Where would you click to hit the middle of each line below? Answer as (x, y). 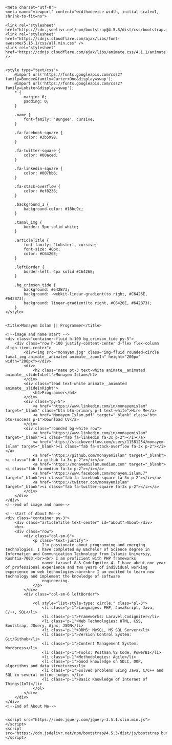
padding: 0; (37, 101)
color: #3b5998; (41, 137)
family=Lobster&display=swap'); (40, 88)
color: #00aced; (41, 155)
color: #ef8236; (41, 191)
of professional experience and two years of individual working (76, 567)
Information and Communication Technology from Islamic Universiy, (79, 554)
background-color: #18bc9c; (53, 209)
